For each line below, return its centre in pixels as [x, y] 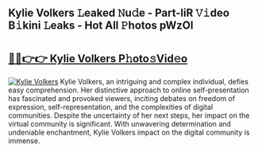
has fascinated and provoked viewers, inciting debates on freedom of [122, 98]
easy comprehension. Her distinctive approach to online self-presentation [129, 90]
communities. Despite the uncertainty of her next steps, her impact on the [129, 115]
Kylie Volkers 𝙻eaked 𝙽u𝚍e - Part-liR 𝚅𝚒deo [119, 13]
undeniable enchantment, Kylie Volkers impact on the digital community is [129, 132]
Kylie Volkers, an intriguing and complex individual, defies [154, 82]
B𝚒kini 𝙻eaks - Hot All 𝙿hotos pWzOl [101, 26]
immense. [24, 141]
